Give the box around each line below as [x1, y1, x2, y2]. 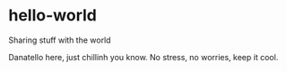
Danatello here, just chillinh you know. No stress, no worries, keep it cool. [8, 51, 279, 62]
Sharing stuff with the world [8, 35, 111, 45]
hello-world [8, 5, 98, 26]
